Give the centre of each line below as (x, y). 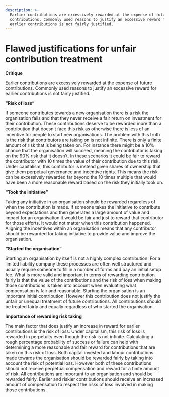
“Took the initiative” (27, 192)
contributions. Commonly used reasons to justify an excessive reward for (81, 88)
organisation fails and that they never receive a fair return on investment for (83, 118)
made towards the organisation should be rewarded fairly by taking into (79, 358)
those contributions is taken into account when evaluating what (71, 285)
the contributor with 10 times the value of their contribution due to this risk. (82, 161)
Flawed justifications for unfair (71, 49)
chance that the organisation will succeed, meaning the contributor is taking (84, 151)
